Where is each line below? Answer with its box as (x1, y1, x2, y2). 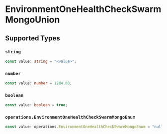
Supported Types (5, 34, 61, 42)
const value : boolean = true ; (5, 103, 68, 108)
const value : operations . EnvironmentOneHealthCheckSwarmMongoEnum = (5, 125, 150, 130)
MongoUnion (5, 14, 60, 25)
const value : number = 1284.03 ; (5, 81, 72, 86)
